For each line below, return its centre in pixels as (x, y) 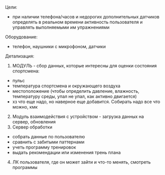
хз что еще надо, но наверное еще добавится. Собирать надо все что (86, 102)
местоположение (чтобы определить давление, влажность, (76, 91)
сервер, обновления (34, 122)
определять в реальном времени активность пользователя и (77, 22)
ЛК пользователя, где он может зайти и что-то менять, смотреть (82, 162)
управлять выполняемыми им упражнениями (61, 27)
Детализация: (20, 56)
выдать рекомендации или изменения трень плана (66, 152)
